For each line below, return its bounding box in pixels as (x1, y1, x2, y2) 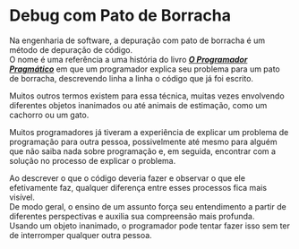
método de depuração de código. (9, 44, 132, 55)
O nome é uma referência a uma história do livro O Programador (9, 54, 248, 64)
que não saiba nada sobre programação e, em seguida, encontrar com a (9, 145, 276, 157)
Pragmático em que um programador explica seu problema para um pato (9, 64, 280, 74)
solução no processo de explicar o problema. (9, 155, 176, 166)
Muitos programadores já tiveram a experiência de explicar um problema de (9, 126, 289, 137)
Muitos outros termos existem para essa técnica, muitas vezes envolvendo (9, 90, 285, 101)
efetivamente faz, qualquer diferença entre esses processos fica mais (9, 182, 267, 193)
